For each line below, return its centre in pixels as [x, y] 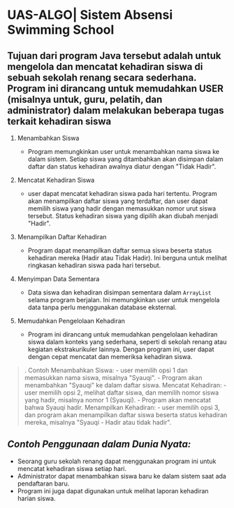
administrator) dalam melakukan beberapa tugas [116, 110]
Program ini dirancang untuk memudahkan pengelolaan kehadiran [123, 334]
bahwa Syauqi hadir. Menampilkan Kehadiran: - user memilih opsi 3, [122, 407]
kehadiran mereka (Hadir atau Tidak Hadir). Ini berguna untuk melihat [127, 258]
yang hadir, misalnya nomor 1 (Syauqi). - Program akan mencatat [117, 400]
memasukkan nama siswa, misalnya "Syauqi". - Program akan [113, 378]
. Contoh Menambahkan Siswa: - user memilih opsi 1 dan [106, 370]
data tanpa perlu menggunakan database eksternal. [102, 307]
